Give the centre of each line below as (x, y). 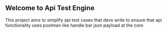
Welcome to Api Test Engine (50, 8)
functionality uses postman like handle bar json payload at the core (74, 25)
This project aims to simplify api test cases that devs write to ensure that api (84, 20)
